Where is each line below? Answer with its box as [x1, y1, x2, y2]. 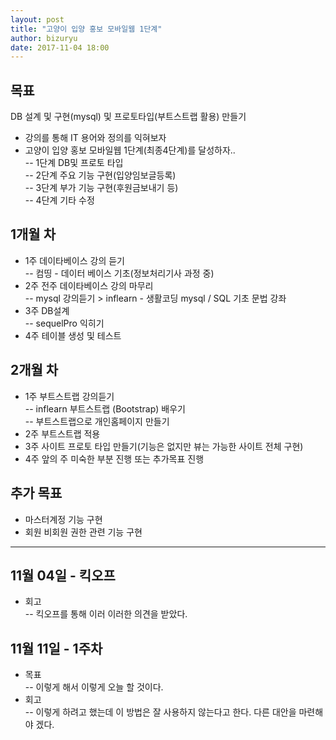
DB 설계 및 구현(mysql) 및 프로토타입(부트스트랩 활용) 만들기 [10, 111, 247, 123]
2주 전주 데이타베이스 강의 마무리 [24, 279, 154, 291]
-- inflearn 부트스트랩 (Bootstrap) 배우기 [24, 402, 186, 415]
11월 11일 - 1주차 [10, 640, 103, 657]
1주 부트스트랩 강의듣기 [24, 390, 115, 402]
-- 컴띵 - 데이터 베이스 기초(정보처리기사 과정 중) [24, 267, 215, 279]
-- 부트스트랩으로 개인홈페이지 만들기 [24, 415, 170, 427]
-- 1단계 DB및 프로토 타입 [24, 157, 124, 169]
